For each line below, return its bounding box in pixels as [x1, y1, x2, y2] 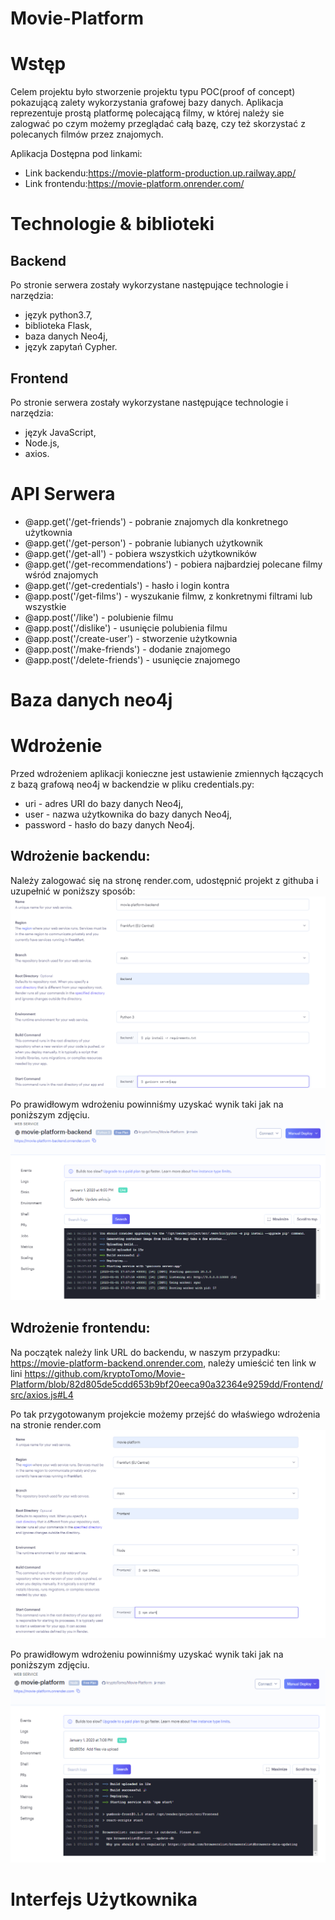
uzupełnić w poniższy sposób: [10, 885, 136, 897]
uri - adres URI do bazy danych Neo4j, [24, 798, 184, 809]
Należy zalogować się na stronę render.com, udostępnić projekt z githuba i [10, 874, 319, 886]
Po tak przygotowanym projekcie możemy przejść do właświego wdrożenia [10, 1408, 321, 1420]
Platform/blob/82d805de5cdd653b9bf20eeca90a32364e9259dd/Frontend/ [10, 1378, 324, 1390]
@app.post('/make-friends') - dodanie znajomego [24, 643, 231, 655]
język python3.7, [24, 309, 93, 321]
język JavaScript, [24, 426, 97, 438]
